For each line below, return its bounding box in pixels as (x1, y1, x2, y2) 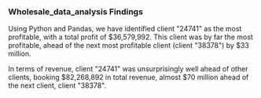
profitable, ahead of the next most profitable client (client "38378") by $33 (8, 41, 249, 50)
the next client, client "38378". (8, 81, 107, 90)
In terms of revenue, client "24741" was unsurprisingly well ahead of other (8, 64, 248, 74)
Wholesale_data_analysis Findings (8, 6, 144, 17)
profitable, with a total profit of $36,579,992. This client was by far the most (8, 32, 253, 42)
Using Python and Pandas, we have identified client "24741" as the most (8, 24, 242, 34)
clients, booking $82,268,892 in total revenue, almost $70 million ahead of (8, 73, 249, 82)
